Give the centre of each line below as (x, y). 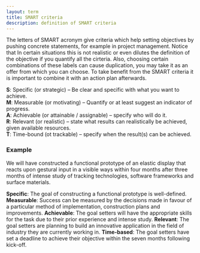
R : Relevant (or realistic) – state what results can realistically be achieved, (97, 122)
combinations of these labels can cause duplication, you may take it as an (97, 65)
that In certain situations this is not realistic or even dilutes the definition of (98, 53)
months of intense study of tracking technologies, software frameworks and (100, 176)
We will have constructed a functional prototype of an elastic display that (96, 163)
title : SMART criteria (34, 17)
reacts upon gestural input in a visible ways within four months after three (97, 169)
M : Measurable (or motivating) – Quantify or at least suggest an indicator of (99, 103)
